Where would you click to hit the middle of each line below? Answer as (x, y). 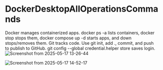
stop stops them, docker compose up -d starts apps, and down (68, 38)
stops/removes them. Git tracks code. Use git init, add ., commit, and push (80, 43)
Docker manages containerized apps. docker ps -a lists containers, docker (80, 33)
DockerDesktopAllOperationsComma (82, 9)
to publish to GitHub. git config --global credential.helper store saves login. (80, 48)
